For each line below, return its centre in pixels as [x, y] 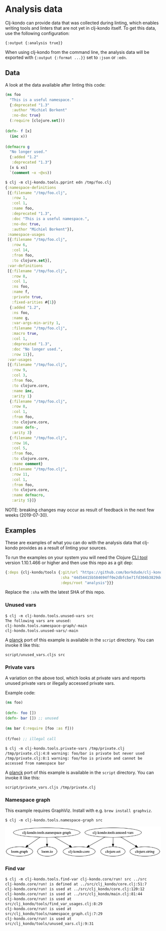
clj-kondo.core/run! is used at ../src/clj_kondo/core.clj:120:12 [75, 889]
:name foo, [23, 209]
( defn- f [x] [19, 131]
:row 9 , [20, 370]
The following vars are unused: [38, 621]
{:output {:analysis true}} [34, 43]
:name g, [21, 318]
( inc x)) [19, 136]
